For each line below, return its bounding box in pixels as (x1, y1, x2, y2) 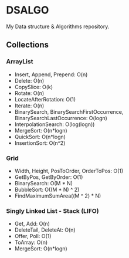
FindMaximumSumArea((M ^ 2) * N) (14, 192, 101, 199)
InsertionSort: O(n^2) (14, 139, 66, 147)
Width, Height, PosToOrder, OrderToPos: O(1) (14, 167, 124, 174)
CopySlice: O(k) (14, 83, 53, 90)
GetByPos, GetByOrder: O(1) (14, 174, 83, 181)
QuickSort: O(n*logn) (14, 133, 66, 140)
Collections (6, 40, 49, 50)
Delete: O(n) (14, 77, 45, 84)
